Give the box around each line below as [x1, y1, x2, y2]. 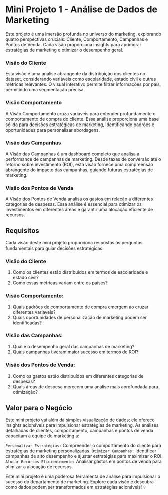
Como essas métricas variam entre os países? [12, 280, 108, 286]
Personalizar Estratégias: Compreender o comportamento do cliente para [5, 442, 161, 448]
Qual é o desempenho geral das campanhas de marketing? [12, 343, 134, 349]
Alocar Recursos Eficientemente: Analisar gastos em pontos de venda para [5, 458, 162, 464]
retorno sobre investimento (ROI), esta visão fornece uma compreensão [5, 161, 154, 167]
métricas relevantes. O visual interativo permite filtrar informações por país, [5, 81, 161, 87]
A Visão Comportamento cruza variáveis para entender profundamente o [5, 110, 156, 116]
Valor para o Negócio [5, 403, 73, 412]
